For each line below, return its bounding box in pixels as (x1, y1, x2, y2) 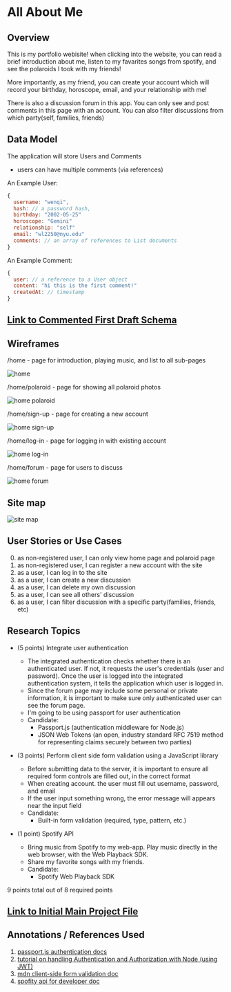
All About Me (7, 4, 83, 20)
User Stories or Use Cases (7, 535, 122, 547)
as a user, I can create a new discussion (17, 576, 131, 584)
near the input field (27, 801, 81, 809)
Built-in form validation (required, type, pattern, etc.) (37, 816, 187, 824)
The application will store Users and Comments (7, 151, 142, 160)
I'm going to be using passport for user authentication (27, 708, 181, 717)
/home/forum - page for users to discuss (7, 463, 123, 472)
